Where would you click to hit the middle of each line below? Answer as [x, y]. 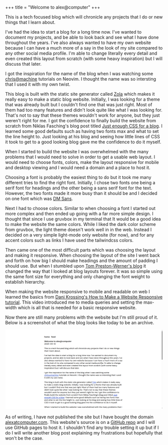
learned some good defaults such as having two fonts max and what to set [82, 131]
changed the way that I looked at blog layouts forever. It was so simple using [84, 271]
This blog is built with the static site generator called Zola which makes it [80, 94]
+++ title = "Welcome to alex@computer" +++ [53, 7]
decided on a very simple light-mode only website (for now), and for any [80, 235]
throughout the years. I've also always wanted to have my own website [78, 43]
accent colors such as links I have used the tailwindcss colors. [69, 240]
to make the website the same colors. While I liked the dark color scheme [80, 224]
